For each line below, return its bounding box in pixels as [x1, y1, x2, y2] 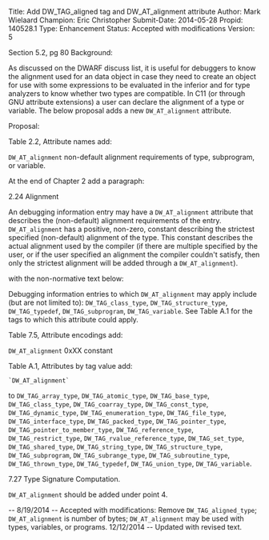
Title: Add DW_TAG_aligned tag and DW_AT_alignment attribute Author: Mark [8, 7, 261, 16]
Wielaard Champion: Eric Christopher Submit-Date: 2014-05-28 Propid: [8, 15, 243, 25]
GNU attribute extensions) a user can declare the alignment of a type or [8, 98, 245, 106]
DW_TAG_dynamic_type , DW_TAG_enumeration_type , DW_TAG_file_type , [8, 408, 227, 417]
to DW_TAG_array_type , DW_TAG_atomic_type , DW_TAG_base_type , [8, 391, 210, 400]
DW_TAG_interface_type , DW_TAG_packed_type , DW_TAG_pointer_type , [8, 416, 227, 426]
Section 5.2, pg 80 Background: [8, 48, 114, 57]
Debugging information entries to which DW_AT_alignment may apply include [8, 290, 258, 298]
